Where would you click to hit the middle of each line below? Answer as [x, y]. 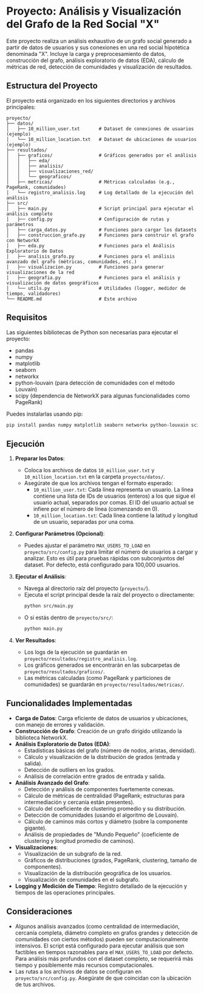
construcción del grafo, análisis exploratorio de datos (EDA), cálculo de [95, 60]
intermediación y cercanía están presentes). [79, 802]
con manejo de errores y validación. [60, 724]
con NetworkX [23, 240]
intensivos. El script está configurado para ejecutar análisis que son [100, 946]
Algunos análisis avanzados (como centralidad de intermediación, [97, 926]
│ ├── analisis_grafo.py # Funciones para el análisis [90, 256]
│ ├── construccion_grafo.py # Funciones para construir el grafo [100, 235]
